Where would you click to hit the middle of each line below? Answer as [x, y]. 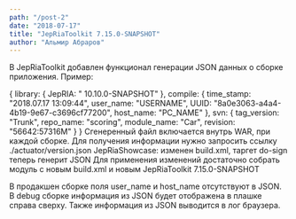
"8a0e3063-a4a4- [248, 104]
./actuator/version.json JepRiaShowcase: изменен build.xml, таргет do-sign [148, 151]
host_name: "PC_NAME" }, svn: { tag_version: [197, 113]
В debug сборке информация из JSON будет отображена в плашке [136, 196]
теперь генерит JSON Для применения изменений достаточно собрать [145, 160]
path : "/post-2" [39, 17]
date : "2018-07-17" [45, 26]
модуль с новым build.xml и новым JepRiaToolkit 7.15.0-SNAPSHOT [134, 169]
